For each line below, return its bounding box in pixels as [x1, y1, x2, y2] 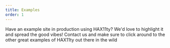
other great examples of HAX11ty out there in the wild [5, 36, 117, 43]
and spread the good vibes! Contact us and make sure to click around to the [5, 31, 165, 37]
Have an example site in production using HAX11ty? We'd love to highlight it [5, 26, 163, 32]
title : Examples [5, 7, 40, 13]
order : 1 [5, 12, 24, 17]
